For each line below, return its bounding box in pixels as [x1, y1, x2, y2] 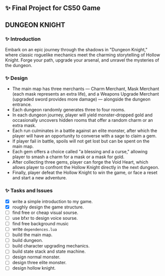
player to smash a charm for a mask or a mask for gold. [12, 154, 125, 160]
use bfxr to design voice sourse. [12, 215, 78, 221]
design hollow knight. [12, 265, 56, 271]
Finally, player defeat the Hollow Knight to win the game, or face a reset [12, 170, 158, 175]
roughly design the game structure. [12, 204, 84, 210]
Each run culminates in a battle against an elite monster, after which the [12, 128, 158, 134]
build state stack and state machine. [12, 248, 86, 254]
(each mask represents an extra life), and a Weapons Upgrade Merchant [12, 91, 159, 97]
